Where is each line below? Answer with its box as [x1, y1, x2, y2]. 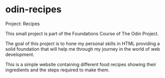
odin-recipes [5, 4, 62, 15]
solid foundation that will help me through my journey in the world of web [5, 46, 160, 52]
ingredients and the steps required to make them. [5, 67, 109, 73]
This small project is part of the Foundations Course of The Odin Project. [5, 30, 159, 36]
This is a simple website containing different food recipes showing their [5, 61, 157, 67]
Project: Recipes [5, 21, 40, 27]
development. [5, 51, 34, 57]
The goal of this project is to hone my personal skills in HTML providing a [5, 40, 160, 47]
